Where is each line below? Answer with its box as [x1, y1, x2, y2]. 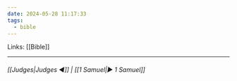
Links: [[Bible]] [7, 43, 50, 51]
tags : [7, 17, 23, 24]
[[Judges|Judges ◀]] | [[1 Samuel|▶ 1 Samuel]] [7, 65, 146, 74]
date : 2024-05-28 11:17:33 [7, 10, 87, 18]
